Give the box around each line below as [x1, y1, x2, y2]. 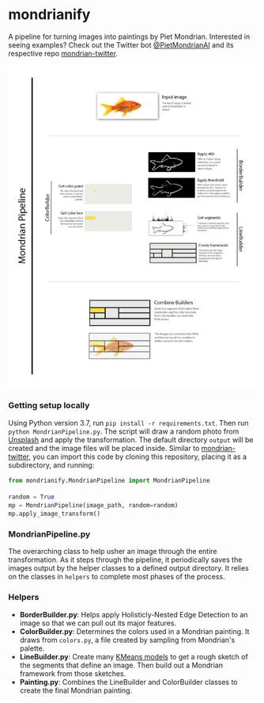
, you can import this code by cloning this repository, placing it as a [28, 452, 247, 461]
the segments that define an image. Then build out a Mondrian [19, 660, 224, 670]
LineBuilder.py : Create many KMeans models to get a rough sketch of [19, 651, 249, 661]
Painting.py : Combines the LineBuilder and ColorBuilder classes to [19, 677, 238, 686]
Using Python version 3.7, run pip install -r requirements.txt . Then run [8, 418, 249, 427]
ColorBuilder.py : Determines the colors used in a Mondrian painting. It [19, 626, 250, 636]
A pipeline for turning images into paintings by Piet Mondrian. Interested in [8, 32, 251, 41]
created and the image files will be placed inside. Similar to [8, 443, 200, 453]
